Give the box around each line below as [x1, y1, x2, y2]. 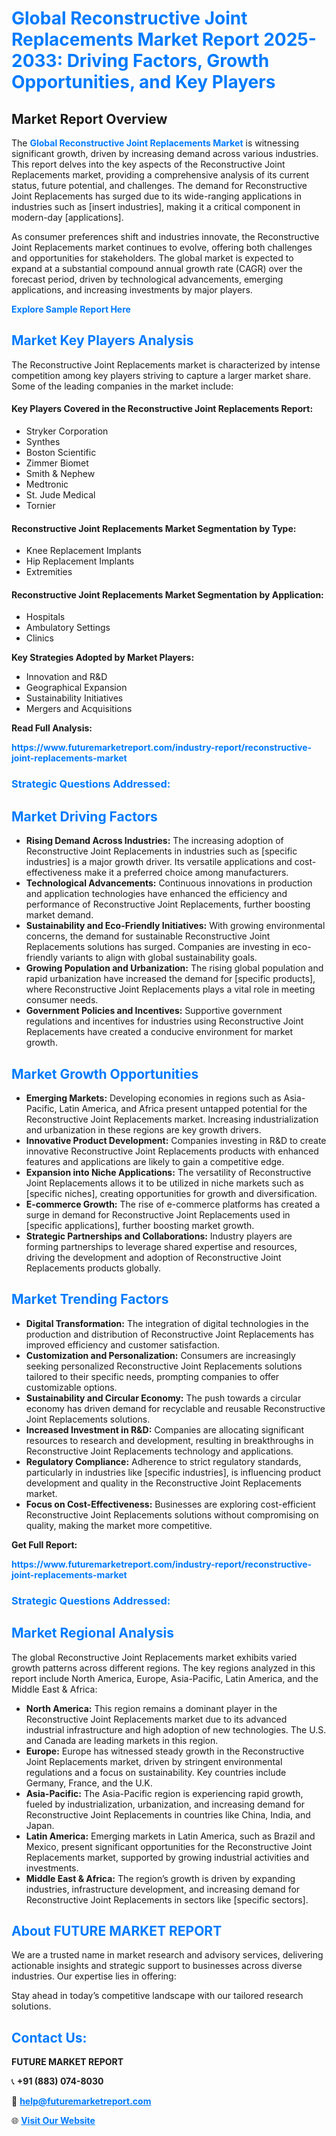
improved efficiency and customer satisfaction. [25, 1338, 221, 1351]
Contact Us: [11, 2029, 88, 2046]
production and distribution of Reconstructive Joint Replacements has [25, 1328, 314, 1340]
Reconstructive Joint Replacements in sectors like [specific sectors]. [25, 1893, 309, 1906]
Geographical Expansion [25, 682, 128, 694]
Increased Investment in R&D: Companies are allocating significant [25, 1423, 305, 1436]
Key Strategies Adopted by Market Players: [11, 652, 195, 664]
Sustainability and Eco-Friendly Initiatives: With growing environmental [25, 920, 326, 932]
